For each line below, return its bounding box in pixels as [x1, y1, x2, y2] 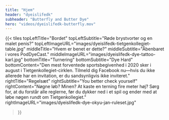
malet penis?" [5, 41, 34, 47]
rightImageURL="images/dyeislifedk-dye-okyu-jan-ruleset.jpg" [5, 99, 136, 106]
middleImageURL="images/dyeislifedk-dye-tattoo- [50, 51, 156, 57]
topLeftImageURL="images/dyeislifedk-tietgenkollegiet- [34, 41, 151, 47]
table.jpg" [5, 46, 26, 52]
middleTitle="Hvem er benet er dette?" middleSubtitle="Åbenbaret [26, 46, 164, 52]
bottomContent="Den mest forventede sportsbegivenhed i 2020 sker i [5, 62, 151, 68]
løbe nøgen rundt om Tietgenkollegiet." [5, 94, 87, 100]
